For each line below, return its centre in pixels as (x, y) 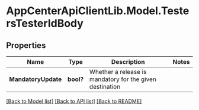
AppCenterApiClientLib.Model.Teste (98, 11)
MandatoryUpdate (36, 79)
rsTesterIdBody (45, 23)
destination (105, 87)
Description (128, 62)
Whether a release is (118, 72)
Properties (26, 45)
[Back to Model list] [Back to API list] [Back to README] (74, 101)
